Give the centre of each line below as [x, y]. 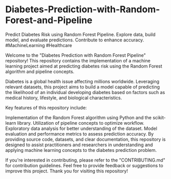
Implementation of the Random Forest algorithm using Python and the [78, 117]
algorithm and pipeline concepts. [40, 71]
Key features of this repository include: [46, 107]
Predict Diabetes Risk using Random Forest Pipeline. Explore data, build [80, 34]
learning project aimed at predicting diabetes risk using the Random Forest [84, 66]
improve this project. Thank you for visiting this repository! [67, 171]
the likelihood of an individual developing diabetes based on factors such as [85, 92]
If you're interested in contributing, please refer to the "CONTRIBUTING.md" [85, 160]
